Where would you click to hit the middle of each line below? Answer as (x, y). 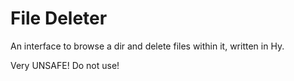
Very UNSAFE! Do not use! (65, 65)
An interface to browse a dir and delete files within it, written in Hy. (147, 46)
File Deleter (59, 18)
